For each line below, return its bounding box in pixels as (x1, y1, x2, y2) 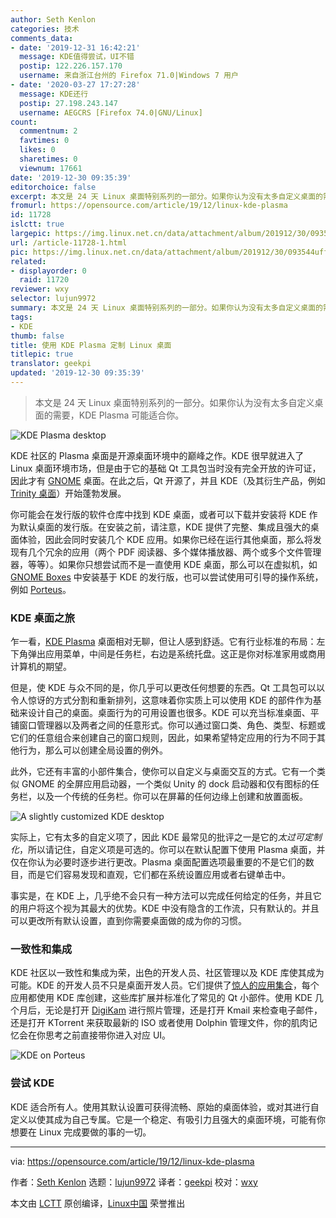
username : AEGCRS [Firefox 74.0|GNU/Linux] (19, 107, 203, 118)
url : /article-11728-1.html (10, 237, 128, 248)
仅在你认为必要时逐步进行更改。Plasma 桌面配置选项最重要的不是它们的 (10, 856, 306, 868)
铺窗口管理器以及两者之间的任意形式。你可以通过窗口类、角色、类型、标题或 (10, 719, 326, 731)
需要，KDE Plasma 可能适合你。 (52, 409, 185, 421)
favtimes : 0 (19, 136, 70, 146)
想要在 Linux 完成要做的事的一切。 (10, 1126, 152, 1138)
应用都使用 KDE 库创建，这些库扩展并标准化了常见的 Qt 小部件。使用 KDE (10, 992, 313, 1004)
